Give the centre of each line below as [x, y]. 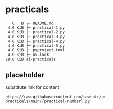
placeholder [25, 75]
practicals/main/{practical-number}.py [48, 101]
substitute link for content [32, 87]
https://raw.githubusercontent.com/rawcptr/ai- [57, 97]
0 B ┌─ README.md [33, 23]
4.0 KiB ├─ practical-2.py [36, 32]
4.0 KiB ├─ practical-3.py [36, 37]
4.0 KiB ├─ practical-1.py [36, 28]
